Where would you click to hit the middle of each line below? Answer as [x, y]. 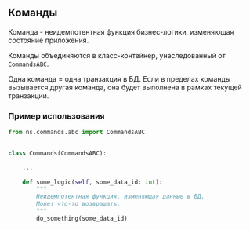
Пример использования [56, 115]
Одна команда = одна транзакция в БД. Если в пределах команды [120, 78]
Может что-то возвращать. [79, 204]
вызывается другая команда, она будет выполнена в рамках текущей [125, 87]
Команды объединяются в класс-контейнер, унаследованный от [117, 55]
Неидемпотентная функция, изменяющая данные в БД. [121, 197]
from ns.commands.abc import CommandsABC [77, 133]
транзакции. [29, 95]
